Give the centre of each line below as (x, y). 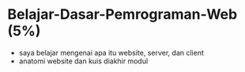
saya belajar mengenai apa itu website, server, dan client (111, 52)
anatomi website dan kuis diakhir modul (83, 61)
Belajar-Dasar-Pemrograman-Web (122, 14)
